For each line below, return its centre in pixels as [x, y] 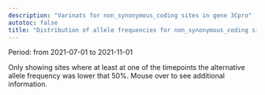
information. [28, 84]
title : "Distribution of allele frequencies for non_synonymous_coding [128, 30]
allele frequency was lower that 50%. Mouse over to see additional [116, 76]
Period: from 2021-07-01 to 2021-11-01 [71, 53]
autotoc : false [33, 23]
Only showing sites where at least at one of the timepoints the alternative [127, 68]
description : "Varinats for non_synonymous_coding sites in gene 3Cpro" [130, 15]
